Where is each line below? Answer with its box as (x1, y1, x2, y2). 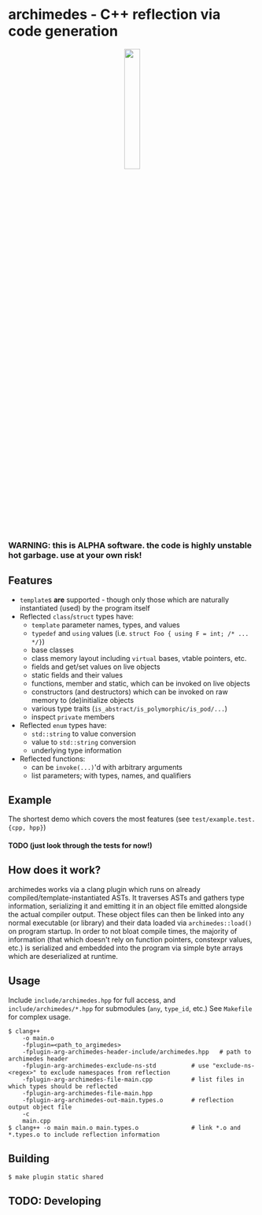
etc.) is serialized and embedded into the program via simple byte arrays (8, 943, 244, 953)
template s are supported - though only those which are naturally (19, 595, 230, 604)
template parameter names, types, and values (31, 620, 181, 630)
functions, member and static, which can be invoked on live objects (31, 678, 250, 688)
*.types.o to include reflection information (8, 1131, 160, 1139)
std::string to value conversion (31, 729, 136, 738)
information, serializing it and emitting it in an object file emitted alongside (8, 901, 248, 911)
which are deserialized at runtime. (8, 951, 118, 960)
